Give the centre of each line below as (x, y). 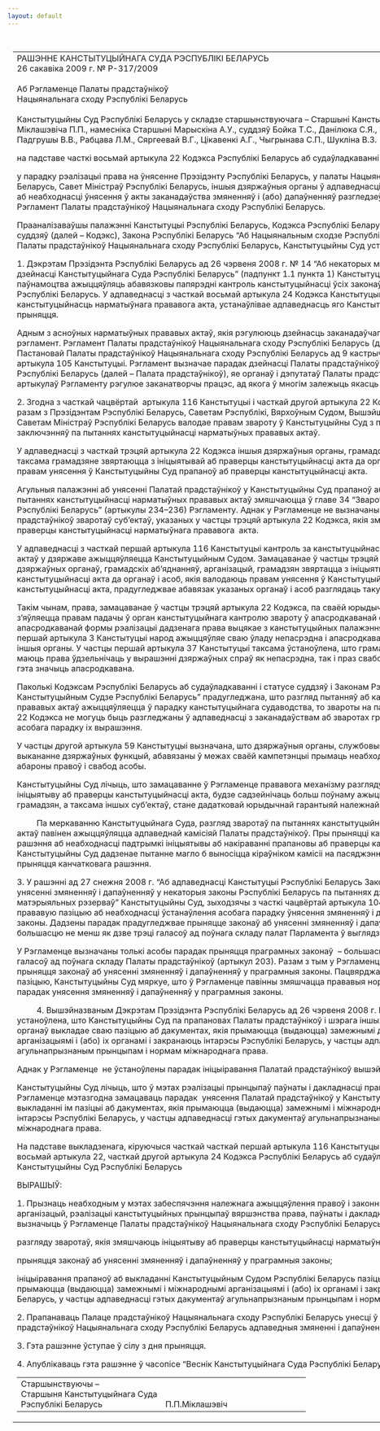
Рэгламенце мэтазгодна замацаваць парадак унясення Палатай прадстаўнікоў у (179, 1097)
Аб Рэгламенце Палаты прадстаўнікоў (92, 89)
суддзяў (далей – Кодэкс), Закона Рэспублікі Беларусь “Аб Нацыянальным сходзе (179, 235)
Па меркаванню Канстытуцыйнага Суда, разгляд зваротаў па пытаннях (178, 822)
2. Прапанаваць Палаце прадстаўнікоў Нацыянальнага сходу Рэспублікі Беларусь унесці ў (197, 1317)
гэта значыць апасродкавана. (76, 668)
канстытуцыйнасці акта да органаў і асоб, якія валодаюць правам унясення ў (171, 578)
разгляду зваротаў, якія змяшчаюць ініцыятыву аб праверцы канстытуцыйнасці (175, 1241)
